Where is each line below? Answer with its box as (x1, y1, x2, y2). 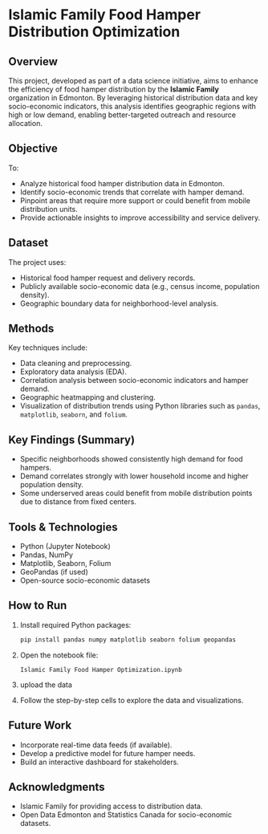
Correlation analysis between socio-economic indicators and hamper (19, 376, 249, 385)
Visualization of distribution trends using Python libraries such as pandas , (19, 401, 261, 411)
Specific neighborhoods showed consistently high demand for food (19, 454, 243, 464)
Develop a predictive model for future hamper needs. (19, 748, 196, 758)
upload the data (19, 680, 72, 690)
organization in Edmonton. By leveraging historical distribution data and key (8, 93, 258, 102)
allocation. (8, 119, 43, 128)
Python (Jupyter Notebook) (19, 542, 111, 551)
